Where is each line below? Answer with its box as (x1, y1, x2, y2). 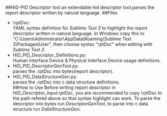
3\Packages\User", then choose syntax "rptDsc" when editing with (12, 41, 153, 47)
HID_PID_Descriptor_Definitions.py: (12, 52, 87, 58)
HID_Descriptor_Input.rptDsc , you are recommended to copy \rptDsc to (12, 90, 162, 96)
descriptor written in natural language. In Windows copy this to (12, 31, 145, 36)
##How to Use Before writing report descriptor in (12, 84, 116, 91)
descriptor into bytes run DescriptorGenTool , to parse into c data (12, 101, 149, 106)
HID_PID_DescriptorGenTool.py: (12, 63, 79, 69)
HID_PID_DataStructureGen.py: (12, 74, 78, 79)
